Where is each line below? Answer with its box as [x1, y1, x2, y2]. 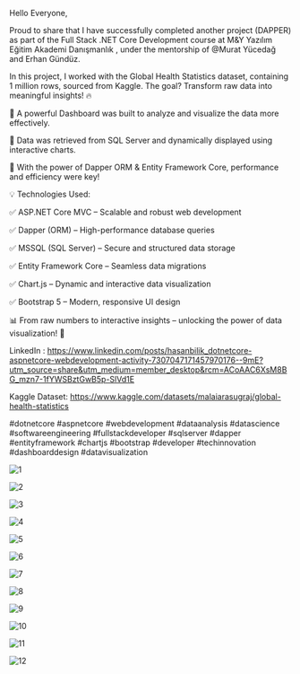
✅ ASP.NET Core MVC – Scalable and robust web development [9, 206, 242, 217]
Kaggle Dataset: [9, 391, 69, 402]
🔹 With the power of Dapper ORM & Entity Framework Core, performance [9, 162, 279, 172]
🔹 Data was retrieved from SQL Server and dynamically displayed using [9, 135, 273, 145]
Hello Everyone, [9, 8, 68, 18]
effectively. [9, 118, 51, 128]
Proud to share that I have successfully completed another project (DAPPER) [9, 25, 292, 35]
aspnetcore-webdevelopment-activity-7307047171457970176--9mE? [9, 355, 264, 365]
